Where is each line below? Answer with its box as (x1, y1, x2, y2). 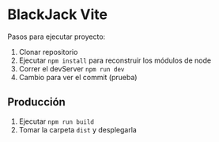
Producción (7, 95, 66, 109)
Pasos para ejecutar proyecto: (7, 32, 106, 41)
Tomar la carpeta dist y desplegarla (18, 125, 138, 134)
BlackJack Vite (7, 6, 108, 24)
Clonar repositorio (18, 47, 78, 56)
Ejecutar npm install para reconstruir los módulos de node (18, 56, 211, 65)
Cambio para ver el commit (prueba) (18, 72, 138, 82)
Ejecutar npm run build (18, 117, 94, 126)
